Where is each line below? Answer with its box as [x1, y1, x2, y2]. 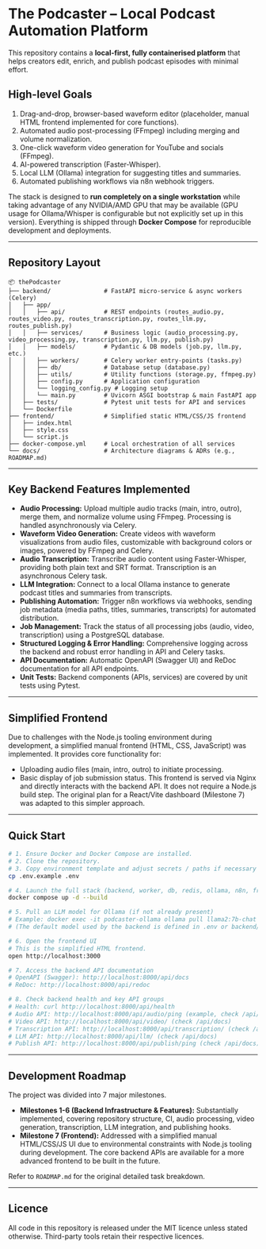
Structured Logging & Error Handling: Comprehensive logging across [19, 638, 249, 648]
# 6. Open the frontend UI [8, 937, 97, 945]
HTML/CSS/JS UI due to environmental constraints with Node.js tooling [19, 1139, 252, 1149]
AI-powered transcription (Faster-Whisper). [19, 160, 161, 169]
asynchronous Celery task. [19, 571, 108, 580]
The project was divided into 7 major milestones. [8, 1090, 167, 1100]
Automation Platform [8, 21, 149, 40]
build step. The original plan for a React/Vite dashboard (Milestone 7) [19, 790, 245, 800]
